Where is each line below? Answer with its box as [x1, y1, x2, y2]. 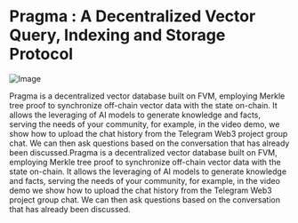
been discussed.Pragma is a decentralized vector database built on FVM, [9, 147, 278, 157]
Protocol [9, 44, 74, 64]
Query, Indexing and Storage [9, 25, 226, 45]
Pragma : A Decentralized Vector [9, 6, 256, 27]
